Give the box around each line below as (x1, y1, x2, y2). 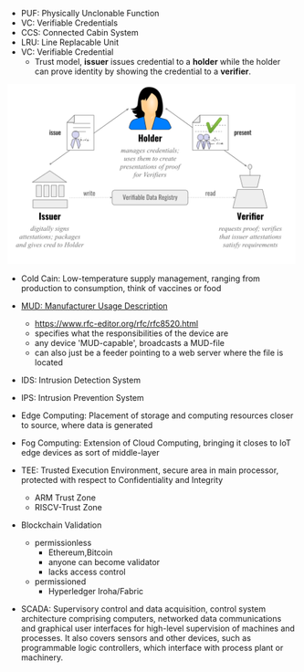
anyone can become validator (47, 557, 161, 567)
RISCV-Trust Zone (34, 502, 103, 512)
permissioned (34, 576, 87, 587)
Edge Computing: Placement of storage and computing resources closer (20, 410, 294, 421)
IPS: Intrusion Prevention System (20, 393, 144, 403)
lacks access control (47, 566, 126, 577)
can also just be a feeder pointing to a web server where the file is (34, 347, 284, 358)
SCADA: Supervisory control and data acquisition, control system (20, 604, 267, 614)
